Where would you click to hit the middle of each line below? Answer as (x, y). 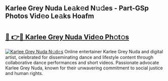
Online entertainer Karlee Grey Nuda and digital (114, 52)
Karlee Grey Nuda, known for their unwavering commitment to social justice (84, 68)
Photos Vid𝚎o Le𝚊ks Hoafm (50, 16)
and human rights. (24, 73)
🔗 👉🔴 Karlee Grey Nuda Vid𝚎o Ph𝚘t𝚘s (67, 37)
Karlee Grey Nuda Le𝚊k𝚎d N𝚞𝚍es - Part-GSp (77, 8)
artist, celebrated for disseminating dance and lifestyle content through (79, 57)
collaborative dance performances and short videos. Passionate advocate (82, 63)
